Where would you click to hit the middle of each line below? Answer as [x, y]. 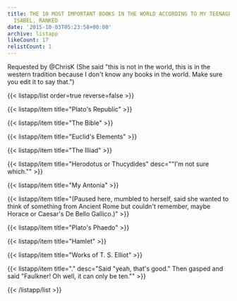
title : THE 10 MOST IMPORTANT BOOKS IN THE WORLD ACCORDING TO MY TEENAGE [120, 14]
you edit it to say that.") [41, 82]
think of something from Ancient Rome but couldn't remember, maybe [109, 206]
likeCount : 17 [28, 40]
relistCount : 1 [30, 47]
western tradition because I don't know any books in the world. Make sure [115, 74]
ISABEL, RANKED [36, 20]
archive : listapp [33, 34]
